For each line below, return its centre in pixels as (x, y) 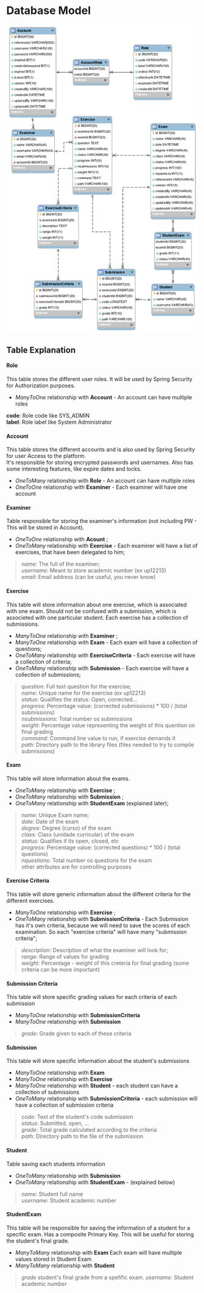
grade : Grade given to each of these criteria (76, 1034)
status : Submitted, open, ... (55, 1123)
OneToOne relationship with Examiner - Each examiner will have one (101, 487)
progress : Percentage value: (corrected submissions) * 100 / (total (104, 706)
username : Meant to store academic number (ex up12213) (93, 570)
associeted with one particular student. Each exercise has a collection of (97, 617)
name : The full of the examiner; (61, 564)
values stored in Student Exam (53, 1259)
